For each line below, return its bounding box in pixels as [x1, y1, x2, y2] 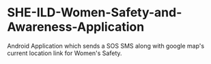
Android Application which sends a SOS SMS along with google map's [7, 42, 205, 50]
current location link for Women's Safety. [7, 49, 122, 57]
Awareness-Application [7, 19, 145, 35]
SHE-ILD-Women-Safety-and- [7, 5, 182, 20]
